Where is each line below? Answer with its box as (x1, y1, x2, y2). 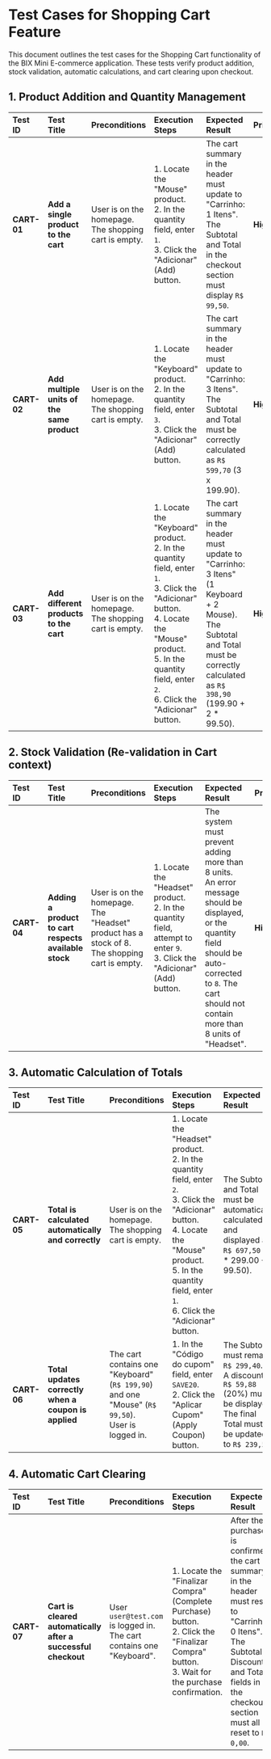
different (48, 597, 82, 609)
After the (230, 1515, 264, 1526)
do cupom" (172, 1359, 215, 1370)
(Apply (172, 1419, 198, 1431)
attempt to (153, 932, 193, 943)
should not (204, 998, 245, 1009)
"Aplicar (172, 1399, 202, 1411)
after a (48, 1631, 74, 1643)
